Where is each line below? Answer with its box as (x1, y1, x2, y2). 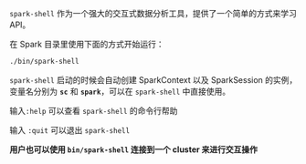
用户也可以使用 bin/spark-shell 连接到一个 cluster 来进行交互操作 (9, 144, 259, 155)
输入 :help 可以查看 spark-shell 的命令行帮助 (9, 105, 178, 116)
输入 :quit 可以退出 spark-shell (9, 124, 131, 135)
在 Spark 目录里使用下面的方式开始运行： (9, 39, 164, 49)
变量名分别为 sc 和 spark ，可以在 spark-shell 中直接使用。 (9, 86, 231, 97)
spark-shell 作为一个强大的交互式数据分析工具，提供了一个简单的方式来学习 (9, 8, 297, 18)
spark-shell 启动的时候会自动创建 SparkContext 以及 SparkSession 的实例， (9, 74, 298, 85)
